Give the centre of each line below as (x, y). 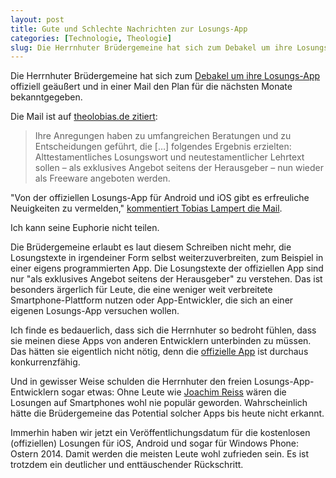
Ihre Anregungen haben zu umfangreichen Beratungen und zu (163, 136)
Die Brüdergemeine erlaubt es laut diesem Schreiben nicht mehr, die (151, 247)
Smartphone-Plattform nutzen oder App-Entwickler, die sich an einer (152, 300)
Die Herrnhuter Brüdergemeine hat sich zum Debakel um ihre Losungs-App (165, 76)
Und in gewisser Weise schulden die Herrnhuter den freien (131, 382)
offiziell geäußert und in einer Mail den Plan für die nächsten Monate (151, 87)
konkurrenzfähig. (45, 362)
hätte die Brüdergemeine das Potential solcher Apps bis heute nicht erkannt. (167, 413)
